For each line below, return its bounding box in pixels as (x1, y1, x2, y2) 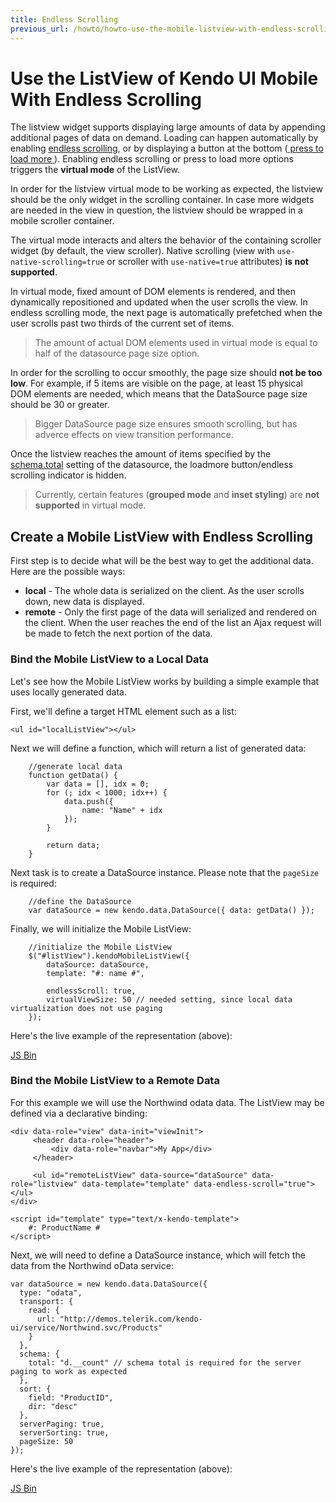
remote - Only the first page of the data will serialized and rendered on (24, 606, 318, 618)
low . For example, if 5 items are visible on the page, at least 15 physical (10, 377, 303, 390)
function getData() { (28, 770, 118, 780)
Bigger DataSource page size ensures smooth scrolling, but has (34, 418, 298, 430)
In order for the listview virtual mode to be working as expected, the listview (10, 183, 323, 195)
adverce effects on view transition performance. (34, 429, 234, 441)
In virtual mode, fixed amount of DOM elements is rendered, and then (10, 286, 296, 298)
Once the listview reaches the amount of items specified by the (10, 448, 272, 460)
